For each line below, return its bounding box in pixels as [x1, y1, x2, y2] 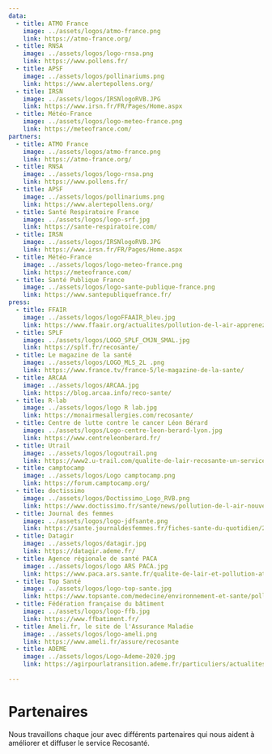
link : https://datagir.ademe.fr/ [23, 547, 136, 555]
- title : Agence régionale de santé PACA [15, 555, 158, 563]
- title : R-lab [15, 396, 67, 405]
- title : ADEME [15, 645, 67, 653]
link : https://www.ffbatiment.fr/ [23, 615, 139, 623]
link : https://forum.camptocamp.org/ [23, 479, 151, 487]
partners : [8, 132, 42, 140]
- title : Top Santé [15, 577, 82, 585]
